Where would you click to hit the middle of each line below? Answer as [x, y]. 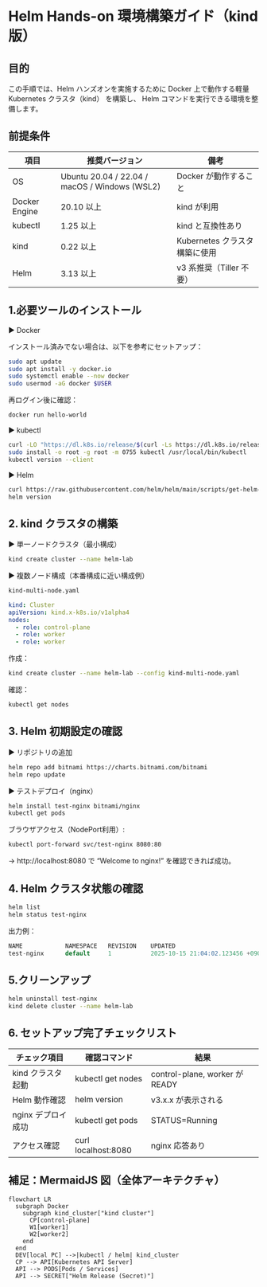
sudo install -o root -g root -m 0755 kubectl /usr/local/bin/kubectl [128, 452]
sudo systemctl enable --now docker [69, 376]
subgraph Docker [42, 1206]
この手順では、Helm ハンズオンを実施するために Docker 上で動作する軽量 [129, 89]
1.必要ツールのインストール [75, 310]
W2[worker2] [49, 1234]
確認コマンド [109, 1058]
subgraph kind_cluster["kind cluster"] [89, 1213]
